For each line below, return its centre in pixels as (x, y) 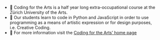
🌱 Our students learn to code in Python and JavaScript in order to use (79, 17)
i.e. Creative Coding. (30, 28)
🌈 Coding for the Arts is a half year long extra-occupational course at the (82, 7)
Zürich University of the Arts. (39, 12)
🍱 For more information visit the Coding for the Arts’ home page (73, 33)
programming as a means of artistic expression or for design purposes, (80, 22)
